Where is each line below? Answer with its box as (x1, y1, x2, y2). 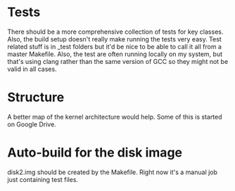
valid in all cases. (7, 65, 58, 73)
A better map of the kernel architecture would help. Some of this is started (7, 112, 223, 121)
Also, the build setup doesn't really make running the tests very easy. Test (7, 34, 222, 43)
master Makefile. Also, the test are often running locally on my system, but (7, 50, 223, 58)
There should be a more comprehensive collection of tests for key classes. (7, 27, 224, 36)
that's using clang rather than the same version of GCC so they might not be (7, 57, 229, 65)
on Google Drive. (7, 120, 56, 129)
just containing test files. (7, 175, 79, 183)
